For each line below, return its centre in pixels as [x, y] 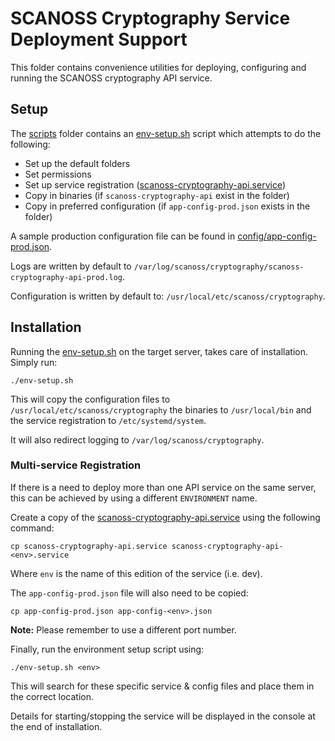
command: [32, 528]
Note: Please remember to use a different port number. [123, 629]
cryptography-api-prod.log [66, 277]
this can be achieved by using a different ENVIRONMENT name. [134, 498]
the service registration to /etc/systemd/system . [108, 420]
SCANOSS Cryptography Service [150, 18]
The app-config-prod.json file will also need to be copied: [129, 593]
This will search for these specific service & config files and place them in [162, 686]
